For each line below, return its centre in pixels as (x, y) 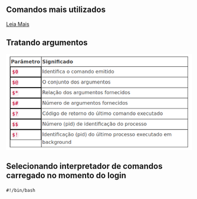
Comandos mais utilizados (56, 10)
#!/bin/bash (21, 190)
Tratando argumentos (47, 43)
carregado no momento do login (66, 176)
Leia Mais (18, 24)
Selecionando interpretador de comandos (84, 166)
